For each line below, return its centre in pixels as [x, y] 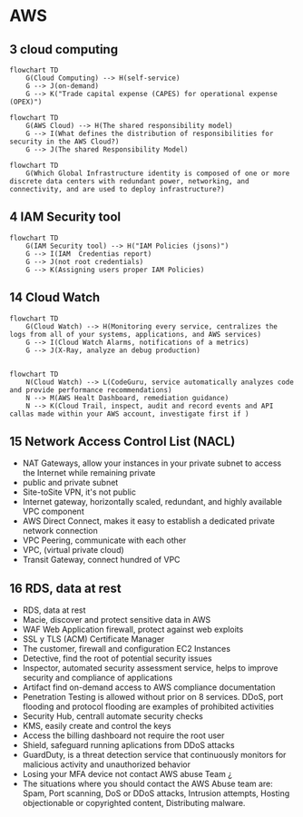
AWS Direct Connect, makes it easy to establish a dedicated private [148, 521]
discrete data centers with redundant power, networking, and [129, 182]
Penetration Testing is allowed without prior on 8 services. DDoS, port [153, 697]
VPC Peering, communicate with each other [104, 540]
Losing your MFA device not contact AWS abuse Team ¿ [127, 774]
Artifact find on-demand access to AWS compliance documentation [149, 687]
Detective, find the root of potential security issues [117, 658]
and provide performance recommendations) [91, 390]
